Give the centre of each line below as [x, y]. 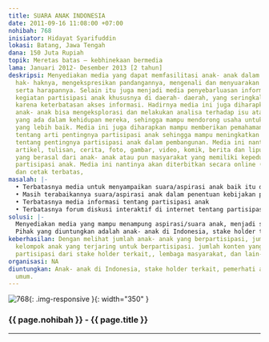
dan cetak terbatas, [50, 172]
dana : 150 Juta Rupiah [46, 53]
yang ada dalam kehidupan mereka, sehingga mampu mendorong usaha [128, 120]
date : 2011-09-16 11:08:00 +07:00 [66, 23]
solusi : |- [26, 217]
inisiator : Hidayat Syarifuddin [62, 38]
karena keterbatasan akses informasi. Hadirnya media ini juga [123, 105]
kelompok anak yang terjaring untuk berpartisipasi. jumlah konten [130, 247]
